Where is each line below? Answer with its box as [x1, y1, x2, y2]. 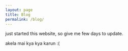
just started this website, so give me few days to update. [5, 31, 123, 37]
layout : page [5, 7, 33, 13]
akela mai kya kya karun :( [5, 40, 60, 46]
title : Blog [5, 12, 30, 17]
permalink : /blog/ [5, 17, 44, 22]
